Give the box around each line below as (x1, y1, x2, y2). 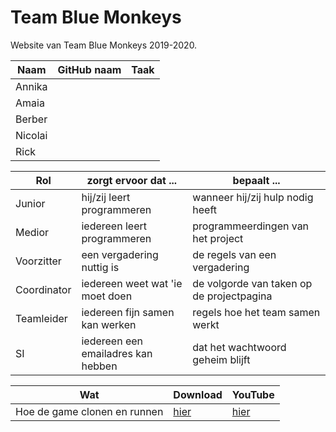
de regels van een (192, 247, 277, 261)
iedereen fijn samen (81, 305, 175, 319)
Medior (15, 225, 50, 239)
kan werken (81, 317, 137, 331)
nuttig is (81, 260, 120, 274)
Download (173, 387, 223, 401)
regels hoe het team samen (192, 305, 321, 319)
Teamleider (15, 311, 68, 325)
